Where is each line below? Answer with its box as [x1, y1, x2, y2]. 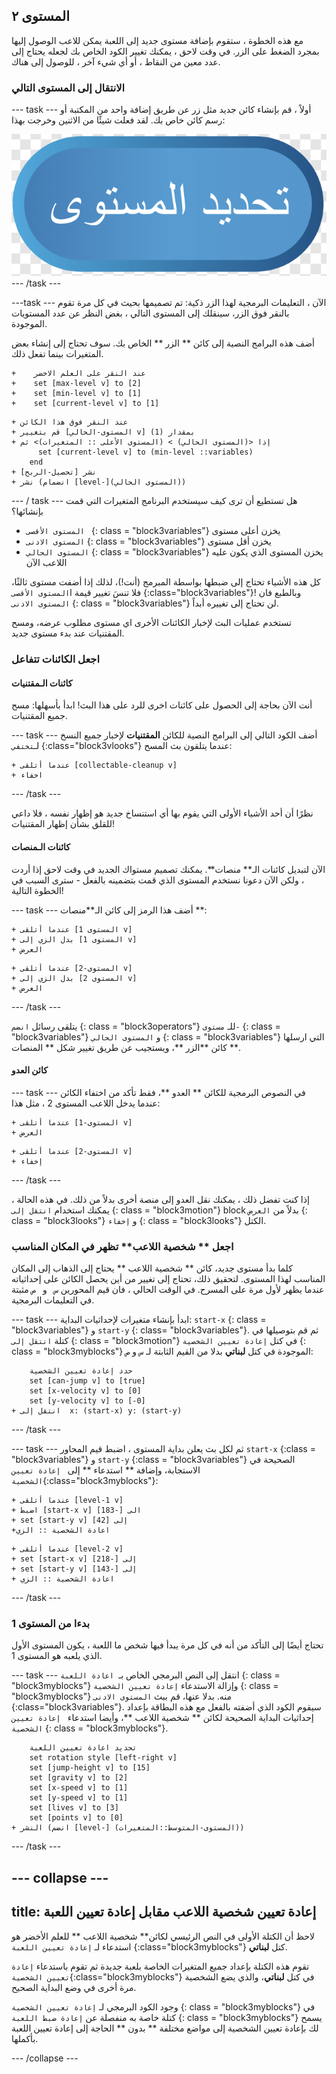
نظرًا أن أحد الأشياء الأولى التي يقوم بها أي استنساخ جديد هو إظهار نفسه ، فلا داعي [11, 807, 314, 819]
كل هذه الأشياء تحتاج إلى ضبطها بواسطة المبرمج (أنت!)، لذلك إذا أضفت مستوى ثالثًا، [11, 576, 321, 588]
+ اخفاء [11, 770, 44, 781]
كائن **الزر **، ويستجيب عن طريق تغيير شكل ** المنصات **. [11, 1041, 241, 1053]
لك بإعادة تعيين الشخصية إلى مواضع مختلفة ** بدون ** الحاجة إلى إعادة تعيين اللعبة [11, 2022, 319, 2034]
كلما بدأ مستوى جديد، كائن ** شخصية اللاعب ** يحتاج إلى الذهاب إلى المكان [11, 1262, 293, 1274]
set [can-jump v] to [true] [29, 1376, 146, 1386]
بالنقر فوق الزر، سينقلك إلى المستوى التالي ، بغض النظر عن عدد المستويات [11, 307, 290, 319]
